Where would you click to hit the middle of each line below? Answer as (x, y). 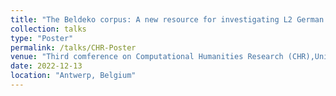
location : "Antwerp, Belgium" (73, 76)
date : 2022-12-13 (46, 66)
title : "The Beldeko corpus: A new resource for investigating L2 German (167, 19)
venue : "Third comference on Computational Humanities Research (147, 57)
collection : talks (48, 29)
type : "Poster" (42, 38)
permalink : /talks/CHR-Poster (73, 47)
